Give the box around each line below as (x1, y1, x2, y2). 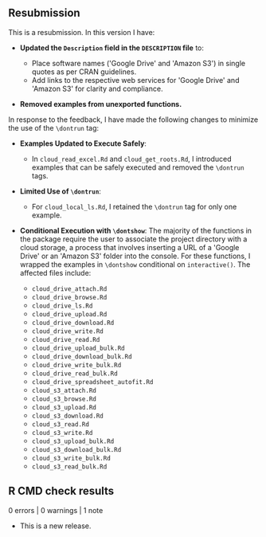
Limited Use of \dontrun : (19, 186, 102, 196)
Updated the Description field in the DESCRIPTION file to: (19, 43, 205, 53)
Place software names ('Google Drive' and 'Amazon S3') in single (31, 58, 246, 68)
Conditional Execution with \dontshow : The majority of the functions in (19, 225, 252, 235)
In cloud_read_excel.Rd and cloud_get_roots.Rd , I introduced (31, 154, 232, 163)
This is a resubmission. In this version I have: (8, 27, 155, 37)
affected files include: (19, 268, 92, 277)
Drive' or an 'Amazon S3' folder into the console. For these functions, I (19, 251, 251, 261)
